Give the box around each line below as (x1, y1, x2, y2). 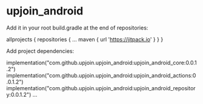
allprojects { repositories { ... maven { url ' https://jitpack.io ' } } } (6, 35, 164, 43)
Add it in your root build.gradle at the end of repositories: (6, 24, 148, 31)
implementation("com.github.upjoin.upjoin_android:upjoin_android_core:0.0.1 (6, 59, 197, 66)
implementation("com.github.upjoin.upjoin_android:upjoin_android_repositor (6, 84, 196, 91)
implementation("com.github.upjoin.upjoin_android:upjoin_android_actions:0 (6, 72, 196, 79)
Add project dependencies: (6, 47, 75, 55)
